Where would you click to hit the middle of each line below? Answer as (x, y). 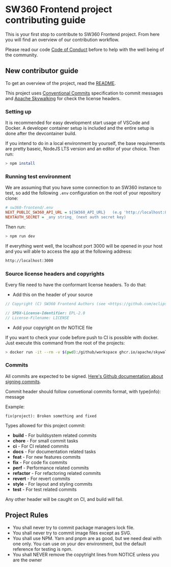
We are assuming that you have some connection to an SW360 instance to (83, 188)
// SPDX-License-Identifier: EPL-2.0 (45, 313)
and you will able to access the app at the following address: (69, 251)
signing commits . (23, 381)
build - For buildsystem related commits (54, 435)
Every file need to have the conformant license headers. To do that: (76, 285)
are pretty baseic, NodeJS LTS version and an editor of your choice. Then (82, 149)
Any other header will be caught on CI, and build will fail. (64, 499)
